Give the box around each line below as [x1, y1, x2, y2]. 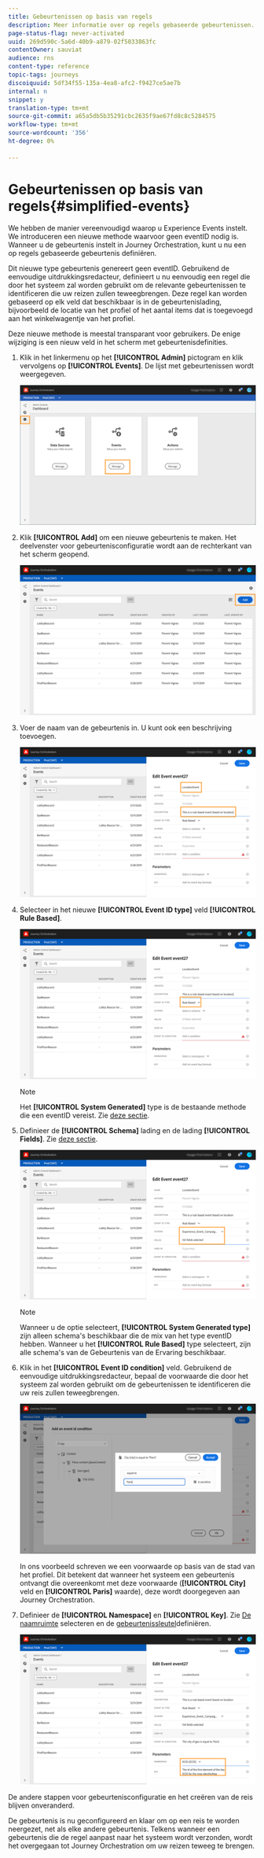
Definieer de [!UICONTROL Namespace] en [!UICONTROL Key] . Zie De [19, 1610, 251, 1620]
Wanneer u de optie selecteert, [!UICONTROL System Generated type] [19, 1323, 251, 1332]
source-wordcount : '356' [8, 129, 90, 137]
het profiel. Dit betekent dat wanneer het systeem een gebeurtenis [19, 1570, 235, 1579]
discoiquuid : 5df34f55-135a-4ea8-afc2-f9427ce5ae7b [8, 79, 181, 87]
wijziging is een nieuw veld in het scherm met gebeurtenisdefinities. [8, 337, 228, 346]
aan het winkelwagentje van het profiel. [8, 313, 136, 323]
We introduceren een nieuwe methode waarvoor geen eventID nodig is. [8, 231, 240, 241]
